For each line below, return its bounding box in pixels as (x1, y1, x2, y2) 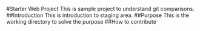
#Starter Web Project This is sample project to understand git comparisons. (6, 5, 195, 12)
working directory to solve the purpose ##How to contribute (6, 18, 156, 25)
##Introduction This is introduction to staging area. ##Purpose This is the (6, 12, 190, 19)
